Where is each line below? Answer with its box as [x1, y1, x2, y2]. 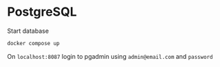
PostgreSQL [7, 4, 77, 20]
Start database [7, 27, 49, 35]
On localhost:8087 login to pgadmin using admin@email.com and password [7, 52, 213, 60]
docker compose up [7, 40, 60, 46]
